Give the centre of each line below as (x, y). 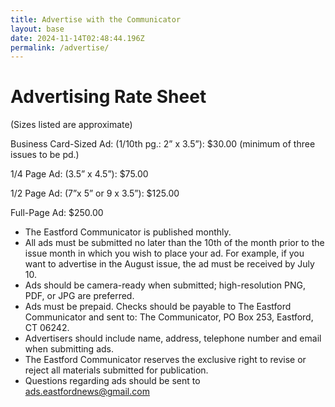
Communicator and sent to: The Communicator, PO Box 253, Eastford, (169, 317)
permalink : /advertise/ (60, 47)
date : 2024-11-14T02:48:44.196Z (77, 38)
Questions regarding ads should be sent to (112, 381)
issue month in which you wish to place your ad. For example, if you (164, 253)
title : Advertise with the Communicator (96, 19)
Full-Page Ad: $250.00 (57, 213)
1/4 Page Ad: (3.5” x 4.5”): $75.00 (79, 174)
